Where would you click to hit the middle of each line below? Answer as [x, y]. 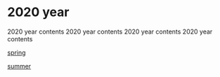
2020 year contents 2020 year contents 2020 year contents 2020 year [110, 31]
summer [19, 66]
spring [17, 52]
